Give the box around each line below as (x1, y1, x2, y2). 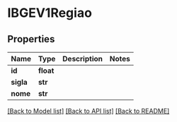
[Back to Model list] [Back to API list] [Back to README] (7, 107, 170, 115)
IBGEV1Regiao (7, 5, 92, 21)
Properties (7, 33, 55, 45)
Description (62, 54, 103, 63)
